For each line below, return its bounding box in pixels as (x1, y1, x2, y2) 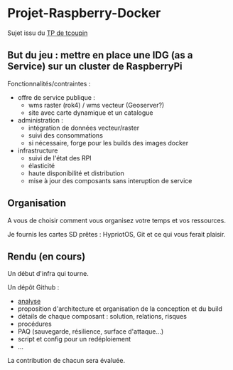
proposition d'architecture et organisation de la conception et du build (17, 304, 222, 313)
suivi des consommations (28, 130, 103, 140)
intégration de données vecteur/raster (28, 123, 140, 132)
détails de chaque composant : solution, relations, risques (17, 312, 187, 321)
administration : (17, 115, 64, 124)
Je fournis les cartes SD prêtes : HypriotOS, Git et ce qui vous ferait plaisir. (7, 230, 226, 238)
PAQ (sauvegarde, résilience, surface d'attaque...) (17, 327, 164, 336)
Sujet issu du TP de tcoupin (7, 29, 88, 37)
